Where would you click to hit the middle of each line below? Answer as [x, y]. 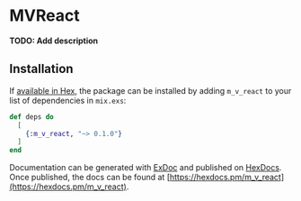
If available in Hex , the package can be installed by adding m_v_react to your [150, 90]
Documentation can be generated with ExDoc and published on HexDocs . [146, 168]
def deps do [31, 117]
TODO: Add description [54, 41]
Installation [41, 69]
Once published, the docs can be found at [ [90, 178]
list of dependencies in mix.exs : [68, 100]
